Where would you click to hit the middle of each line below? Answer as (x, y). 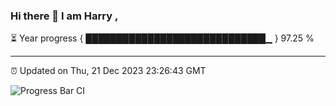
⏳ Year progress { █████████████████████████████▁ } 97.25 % (162, 38)
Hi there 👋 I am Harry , (64, 16)
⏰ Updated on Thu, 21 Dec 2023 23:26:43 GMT (108, 71)
